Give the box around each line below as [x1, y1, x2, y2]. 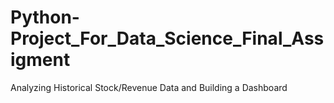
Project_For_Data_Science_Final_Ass [10, 27, 325, 50]
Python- [10, 6, 80, 29]
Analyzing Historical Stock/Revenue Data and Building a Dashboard [10, 81, 288, 93]
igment [10, 49, 71, 71]
